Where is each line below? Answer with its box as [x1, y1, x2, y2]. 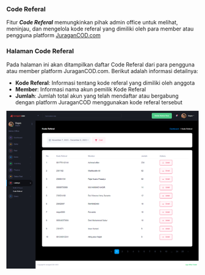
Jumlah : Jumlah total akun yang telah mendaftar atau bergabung [15, 92, 179, 99]
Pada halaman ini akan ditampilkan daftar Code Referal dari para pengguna [6, 60, 195, 68]
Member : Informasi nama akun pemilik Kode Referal [15, 85, 146, 93]
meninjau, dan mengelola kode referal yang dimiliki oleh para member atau [6, 25, 194, 32]
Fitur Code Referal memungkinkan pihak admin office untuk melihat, [6, 19, 178, 26]
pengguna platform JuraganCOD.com [6, 32, 101, 39]
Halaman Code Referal [6, 47, 74, 55]
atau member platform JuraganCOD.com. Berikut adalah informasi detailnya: [6, 67, 198, 74]
